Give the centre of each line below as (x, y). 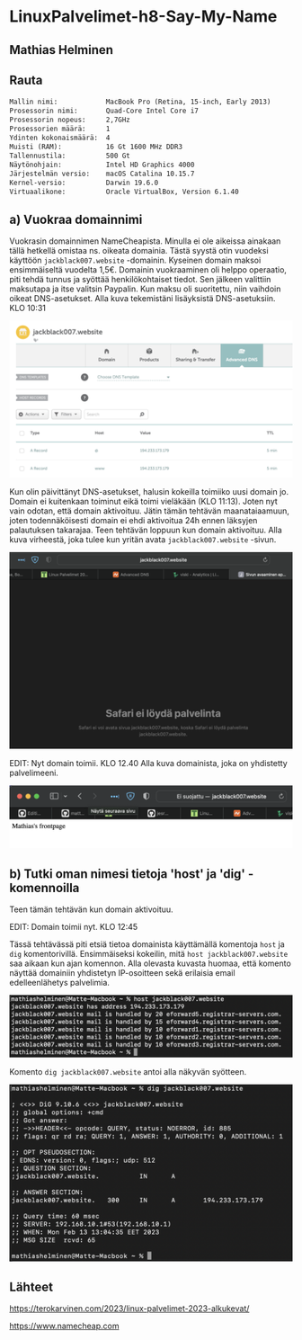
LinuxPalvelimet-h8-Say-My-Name (143, 17)
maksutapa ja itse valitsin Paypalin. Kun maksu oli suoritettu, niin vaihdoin (145, 289)
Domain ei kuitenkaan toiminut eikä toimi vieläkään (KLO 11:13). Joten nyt (144, 501)
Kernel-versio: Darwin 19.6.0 (84, 183)
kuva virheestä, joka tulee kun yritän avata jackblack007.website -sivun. (143, 539)
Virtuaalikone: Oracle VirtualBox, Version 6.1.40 (124, 192)
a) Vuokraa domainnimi (76, 219)
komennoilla (44, 888)
